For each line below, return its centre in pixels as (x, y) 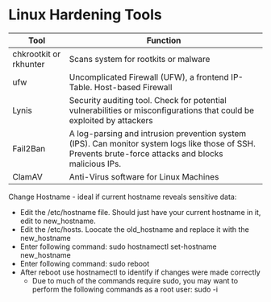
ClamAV (27, 176)
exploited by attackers (111, 120)
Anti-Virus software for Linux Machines (144, 176)
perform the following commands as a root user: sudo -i (125, 289)
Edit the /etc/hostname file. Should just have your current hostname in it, (140, 212)
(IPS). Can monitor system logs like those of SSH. (163, 143)
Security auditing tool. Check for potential (148, 100)
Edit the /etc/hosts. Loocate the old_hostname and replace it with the (135, 229)
